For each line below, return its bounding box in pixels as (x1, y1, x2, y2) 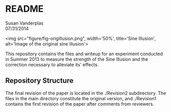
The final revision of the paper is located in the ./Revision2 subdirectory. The (5, 90, 166, 96)
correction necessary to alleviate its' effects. (5, 61, 99, 68)
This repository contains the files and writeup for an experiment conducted (5, 51, 163, 57)
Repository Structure (5, 76, 74, 85)
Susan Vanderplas (5, 20, 44, 26)
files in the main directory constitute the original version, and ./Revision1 (5, 95, 157, 101)
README (5, 3, 44, 15)
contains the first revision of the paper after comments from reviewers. (5, 101, 154, 107)
